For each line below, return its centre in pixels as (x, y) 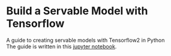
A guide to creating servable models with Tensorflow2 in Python (85, 40)
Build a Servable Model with (77, 11)
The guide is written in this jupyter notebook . (61, 46)
